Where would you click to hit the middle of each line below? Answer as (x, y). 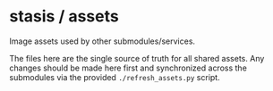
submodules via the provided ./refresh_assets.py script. (115, 77)
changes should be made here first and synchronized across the (128, 68)
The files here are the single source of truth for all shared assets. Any (137, 58)
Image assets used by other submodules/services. (102, 41)
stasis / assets (64, 17)
